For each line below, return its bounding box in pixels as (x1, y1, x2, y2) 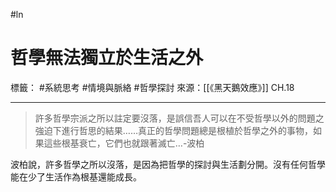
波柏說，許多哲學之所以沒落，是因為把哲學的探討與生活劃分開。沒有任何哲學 (10, 158, 326, 170)
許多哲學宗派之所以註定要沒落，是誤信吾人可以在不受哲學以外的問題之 (34, 112, 325, 124)
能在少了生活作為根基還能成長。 (10, 170, 142, 183)
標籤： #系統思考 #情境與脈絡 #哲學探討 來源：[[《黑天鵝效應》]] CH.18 (10, 81, 295, 93)
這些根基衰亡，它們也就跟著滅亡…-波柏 (43, 137, 205, 149)
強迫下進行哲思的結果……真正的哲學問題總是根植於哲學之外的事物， (34, 124, 313, 136)
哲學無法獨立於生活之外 (10, 47, 204, 69)
